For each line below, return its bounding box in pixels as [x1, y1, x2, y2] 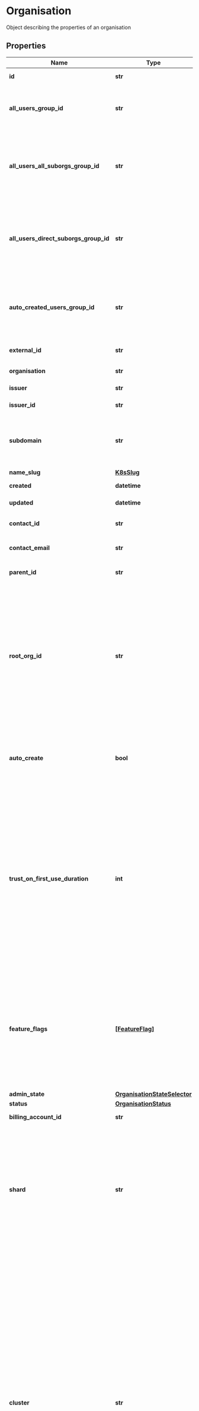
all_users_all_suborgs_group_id [9, 162, 99, 170]
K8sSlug [115, 468, 140, 476]
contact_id [9, 519, 40, 528]
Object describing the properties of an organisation [6, 24, 131, 31]
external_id [9, 346, 41, 354]
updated [9, 499, 34, 507]
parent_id [9, 568, 37, 576]
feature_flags [9, 1024, 48, 1033]
